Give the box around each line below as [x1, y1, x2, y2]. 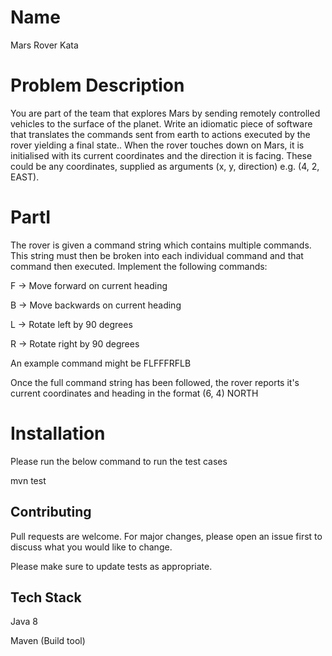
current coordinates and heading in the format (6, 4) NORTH [10, 387, 259, 399]
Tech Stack [10, 589, 82, 606]
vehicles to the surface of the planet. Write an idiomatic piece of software [10, 117, 313, 130]
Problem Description [10, 74, 185, 97]
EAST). [10, 171, 40, 183]
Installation [10, 422, 106, 445]
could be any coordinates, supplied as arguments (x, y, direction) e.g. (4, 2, [10, 160, 320, 172]
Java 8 [10, 616, 38, 628]
